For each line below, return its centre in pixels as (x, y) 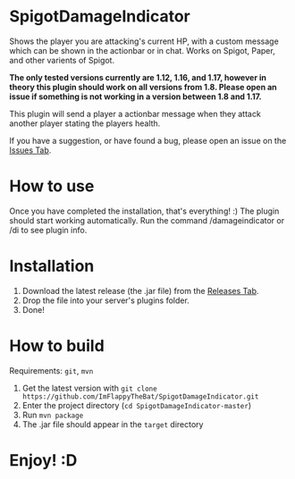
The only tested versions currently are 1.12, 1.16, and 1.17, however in (138, 77)
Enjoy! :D (43, 460)
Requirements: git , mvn (51, 370)
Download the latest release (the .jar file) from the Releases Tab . (140, 290)
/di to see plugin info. (48, 230)
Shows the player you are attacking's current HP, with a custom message (144, 41)
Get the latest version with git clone (90, 388)
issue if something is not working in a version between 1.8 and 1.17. (135, 97)
